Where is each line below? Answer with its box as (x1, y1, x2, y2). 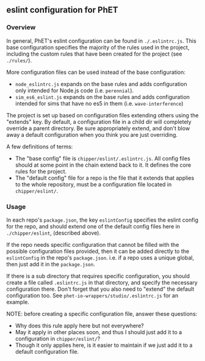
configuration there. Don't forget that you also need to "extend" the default (6, 285, 195, 293)
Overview (6, 23, 36, 32)
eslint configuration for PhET (6, 5, 118, 15)
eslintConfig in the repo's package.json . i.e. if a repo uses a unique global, (6, 253, 194, 261)
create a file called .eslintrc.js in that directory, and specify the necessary (6, 279, 198, 286)
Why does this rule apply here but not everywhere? (15, 322, 145, 329)
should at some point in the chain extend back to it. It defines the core (15, 161, 192, 169)
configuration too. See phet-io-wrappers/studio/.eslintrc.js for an (6, 291, 179, 299)
